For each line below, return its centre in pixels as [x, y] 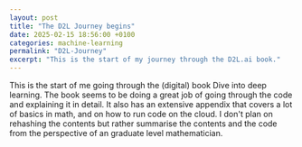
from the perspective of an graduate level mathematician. [116, 133]
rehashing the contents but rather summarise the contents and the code [143, 124]
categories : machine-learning [66, 43]
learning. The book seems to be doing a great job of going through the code [151, 95]
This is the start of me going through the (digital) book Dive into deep [138, 85]
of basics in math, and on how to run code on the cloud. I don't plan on [141, 114]
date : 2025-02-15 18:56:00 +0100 [72, 34]
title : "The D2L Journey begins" [72, 26]
